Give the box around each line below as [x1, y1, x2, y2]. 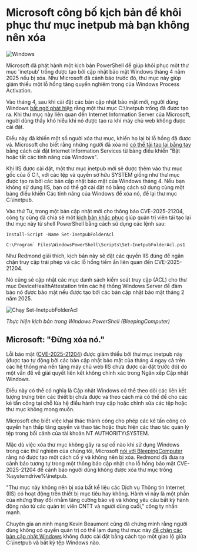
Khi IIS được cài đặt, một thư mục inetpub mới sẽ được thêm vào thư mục [6, 165, 183, 172]
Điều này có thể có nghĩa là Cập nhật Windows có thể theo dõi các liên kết [6, 386, 186, 394]
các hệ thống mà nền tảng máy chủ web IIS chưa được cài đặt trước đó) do [6, 363, 188, 370]
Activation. [6, 87, 32, 94]
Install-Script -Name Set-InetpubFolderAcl [6, 232, 115, 237]
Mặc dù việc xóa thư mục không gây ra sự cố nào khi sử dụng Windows [6, 441, 180, 448]
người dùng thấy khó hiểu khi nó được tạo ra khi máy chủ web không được [6, 117, 186, 124]
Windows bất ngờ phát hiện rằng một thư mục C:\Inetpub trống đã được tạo [6, 104, 189, 111]
